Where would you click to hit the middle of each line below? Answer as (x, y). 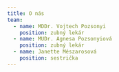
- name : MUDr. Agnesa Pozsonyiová (63, 39)
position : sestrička (49, 58)
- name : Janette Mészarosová (55, 52)
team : (15, 20)
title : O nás (26, 13)
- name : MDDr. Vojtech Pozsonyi (60, 26)
